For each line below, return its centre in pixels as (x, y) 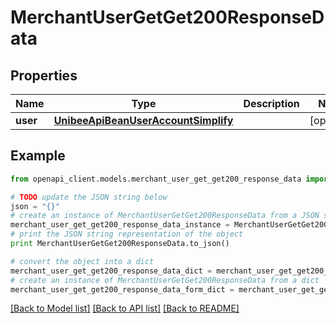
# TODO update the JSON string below (89, 197)
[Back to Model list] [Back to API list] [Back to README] (125, 308)
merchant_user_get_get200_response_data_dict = (111, 271)
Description (271, 103)
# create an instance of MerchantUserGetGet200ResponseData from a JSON (165, 216)
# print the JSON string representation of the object (127, 234)
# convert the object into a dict (82, 261)
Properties (44, 75)
